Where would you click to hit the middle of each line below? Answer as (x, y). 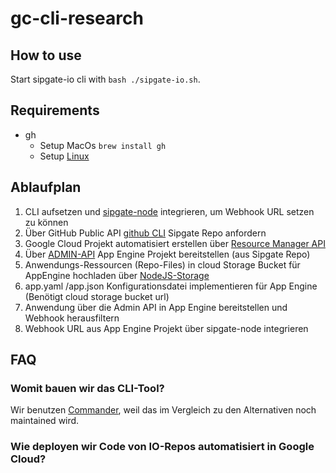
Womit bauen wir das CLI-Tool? (87, 388)
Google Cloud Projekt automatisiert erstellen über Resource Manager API (175, 243)
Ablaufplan (46, 187)
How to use (46, 55)
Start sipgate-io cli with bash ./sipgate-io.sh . (105, 79)
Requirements (55, 110)
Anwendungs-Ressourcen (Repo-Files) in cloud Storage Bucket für (162, 264)
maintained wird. (45, 421)
